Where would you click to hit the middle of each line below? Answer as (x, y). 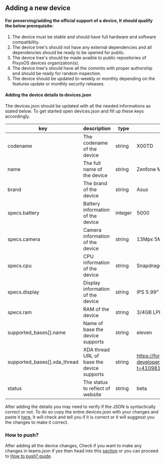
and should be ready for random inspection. (57, 73)
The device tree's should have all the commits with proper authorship (82, 68)
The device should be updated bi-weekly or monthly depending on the (83, 79)
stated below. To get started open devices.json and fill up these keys (74, 111)
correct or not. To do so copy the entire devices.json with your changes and (82, 411)
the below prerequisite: (29, 26)
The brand (95, 183)
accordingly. (18, 116)
